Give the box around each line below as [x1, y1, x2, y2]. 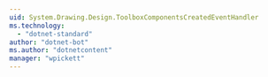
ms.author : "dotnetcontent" [9, 46, 113, 55]
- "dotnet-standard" [17, 29, 93, 38]
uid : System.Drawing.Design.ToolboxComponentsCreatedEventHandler [9, 12, 259, 22]
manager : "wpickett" [9, 54, 86, 63]
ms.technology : [9, 21, 65, 30]
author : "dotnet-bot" [9, 37, 89, 47]
